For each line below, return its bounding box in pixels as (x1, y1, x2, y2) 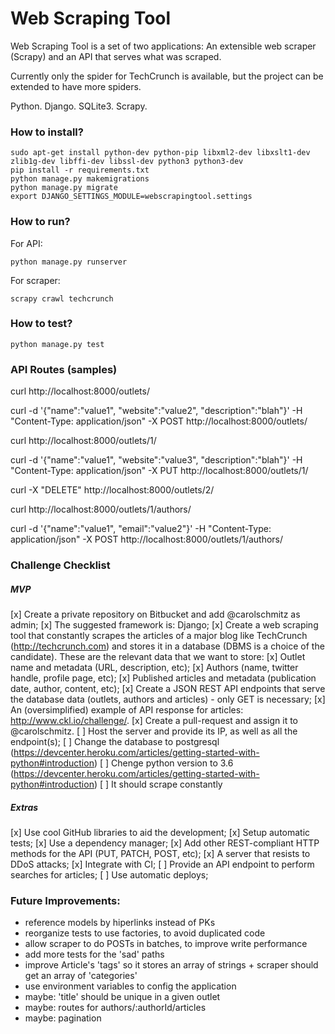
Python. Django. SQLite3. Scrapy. (10, 100, 148, 112)
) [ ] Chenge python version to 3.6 (93, 757, 234, 769)
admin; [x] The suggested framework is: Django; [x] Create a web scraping (10, 619, 319, 631)
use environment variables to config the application (24, 980, 237, 992)
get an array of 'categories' (24, 970, 138, 982)
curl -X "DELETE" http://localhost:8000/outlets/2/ (10, 484, 215, 496)
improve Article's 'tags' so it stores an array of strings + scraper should (24, 959, 319, 971)
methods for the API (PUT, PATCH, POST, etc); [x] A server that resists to (10, 847, 311, 859)
